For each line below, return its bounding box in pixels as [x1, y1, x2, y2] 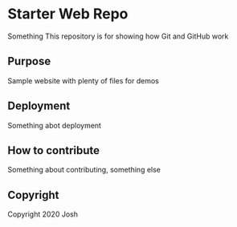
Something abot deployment [7, 120, 102, 130]
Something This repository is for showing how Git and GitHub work [7, 31, 229, 41]
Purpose [7, 55, 51, 68]
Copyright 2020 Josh [7, 209, 78, 219]
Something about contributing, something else [7, 165, 161, 175]
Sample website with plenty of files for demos [7, 75, 160, 85]
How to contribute [7, 144, 100, 157]
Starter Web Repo [7, 5, 129, 23]
